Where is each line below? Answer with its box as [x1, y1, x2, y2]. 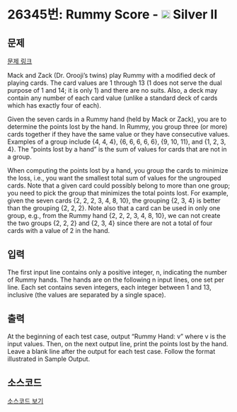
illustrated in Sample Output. [7, 355, 91, 363]
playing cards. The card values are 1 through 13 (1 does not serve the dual [7, 79, 222, 87]
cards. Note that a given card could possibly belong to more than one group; [7, 181, 231, 190]
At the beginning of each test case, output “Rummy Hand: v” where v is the [7, 332, 226, 341]
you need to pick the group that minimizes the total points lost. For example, [7, 189, 229, 197]
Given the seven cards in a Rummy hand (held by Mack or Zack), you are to [7, 115, 227, 123]
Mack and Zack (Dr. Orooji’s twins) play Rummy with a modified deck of [7, 71, 216, 79]
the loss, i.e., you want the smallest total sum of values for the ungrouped [7, 174, 221, 182]
